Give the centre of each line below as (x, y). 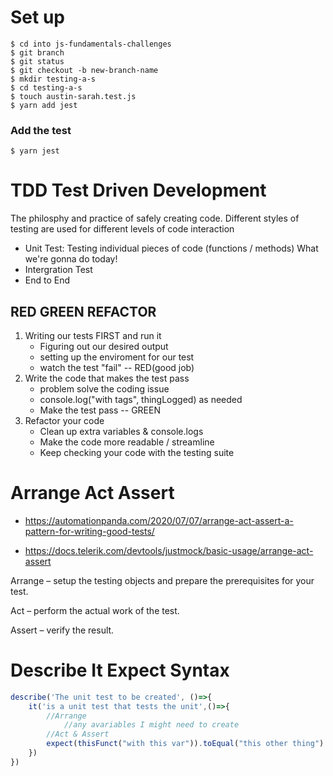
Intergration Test (58, 270)
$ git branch (37, 52)
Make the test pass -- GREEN (100, 410)
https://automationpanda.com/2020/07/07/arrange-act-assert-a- (159, 520)
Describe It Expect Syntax (120, 670)
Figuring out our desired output (104, 346)
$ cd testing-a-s (46, 87)
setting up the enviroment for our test (117, 357)
